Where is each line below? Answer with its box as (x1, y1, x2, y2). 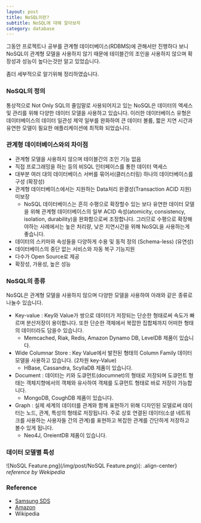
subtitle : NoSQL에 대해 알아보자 (6, 20, 81, 26)
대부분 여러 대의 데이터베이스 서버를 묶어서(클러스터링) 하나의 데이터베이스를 (14, 170, 193, 178)
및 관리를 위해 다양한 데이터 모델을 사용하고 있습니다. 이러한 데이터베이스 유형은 (6, 109, 191, 116)
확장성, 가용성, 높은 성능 (14, 260, 71, 267)
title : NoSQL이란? (6, 14, 50, 20)
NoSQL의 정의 (6, 87, 46, 95)
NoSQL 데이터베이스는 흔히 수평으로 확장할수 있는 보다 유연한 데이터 (23, 200, 184, 208)
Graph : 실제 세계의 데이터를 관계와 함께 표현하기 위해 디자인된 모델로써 (14, 402, 182, 409)
